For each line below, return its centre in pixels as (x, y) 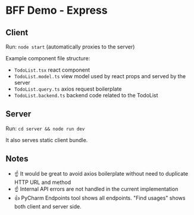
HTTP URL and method (43, 182)
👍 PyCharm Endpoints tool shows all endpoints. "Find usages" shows (100, 198)
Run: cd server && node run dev (45, 128)
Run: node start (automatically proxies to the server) (70, 47)
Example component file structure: (48, 58)
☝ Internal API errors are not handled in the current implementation (96, 189)
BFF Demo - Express (57, 10)
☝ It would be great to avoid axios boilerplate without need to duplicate (101, 173)
